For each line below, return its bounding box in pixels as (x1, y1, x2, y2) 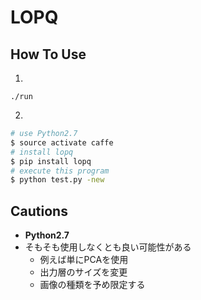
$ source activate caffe (10, 137, 114, 148)
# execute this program (10, 166, 110, 176)
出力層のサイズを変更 (39, 266, 128, 278)
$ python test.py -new (10, 175, 105, 185)
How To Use (10, 46, 87, 63)
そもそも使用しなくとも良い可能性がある (24, 241, 192, 253)
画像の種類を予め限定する (39, 279, 146, 291)
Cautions (10, 202, 68, 220)
